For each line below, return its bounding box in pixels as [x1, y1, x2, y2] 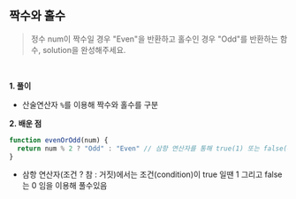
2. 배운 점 [9, 118, 42, 128]
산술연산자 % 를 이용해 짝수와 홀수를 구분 [21, 99, 159, 110]
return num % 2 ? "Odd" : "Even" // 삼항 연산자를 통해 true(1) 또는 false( [17, 144, 288, 153]
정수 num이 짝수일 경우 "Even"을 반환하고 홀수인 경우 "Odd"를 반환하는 [30, 34, 278, 44]
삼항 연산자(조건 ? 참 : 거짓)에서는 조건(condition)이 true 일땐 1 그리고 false [21, 169, 283, 180]
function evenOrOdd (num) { [9, 135, 109, 144]
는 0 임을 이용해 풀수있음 [21, 180, 108, 191]
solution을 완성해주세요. [42, 44, 126, 55]
